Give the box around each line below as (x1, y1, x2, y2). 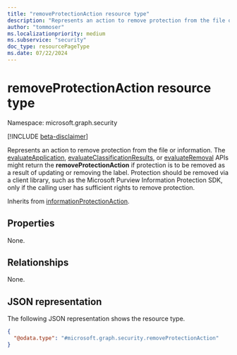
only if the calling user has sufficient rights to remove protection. (7, 183, 195, 191)
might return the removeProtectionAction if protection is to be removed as (7, 160, 226, 169)
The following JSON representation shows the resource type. (7, 315, 186, 323)
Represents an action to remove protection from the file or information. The (7, 145, 226, 154)
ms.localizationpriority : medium (7, 30, 106, 37)
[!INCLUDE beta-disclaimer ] (7, 132, 88, 140)
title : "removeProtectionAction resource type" (7, 10, 150, 18)
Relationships (7, 257, 69, 269)
